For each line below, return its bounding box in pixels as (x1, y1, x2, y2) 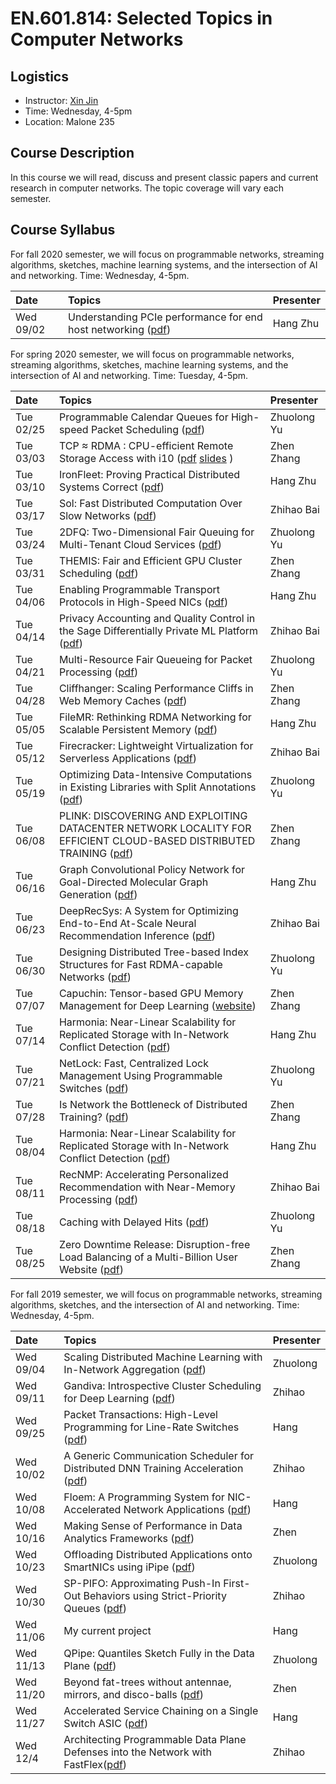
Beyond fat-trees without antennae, (63, 1675, 232, 1689)
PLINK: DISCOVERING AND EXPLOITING (58, 808, 248, 822)
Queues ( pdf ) (63, 1601, 127, 1615)
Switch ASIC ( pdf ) (63, 1716, 149, 1730)
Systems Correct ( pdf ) (58, 480, 165, 494)
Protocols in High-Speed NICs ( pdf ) (58, 595, 229, 609)
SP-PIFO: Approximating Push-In (63, 1576, 221, 1590)
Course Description (10, 145, 135, 162)
